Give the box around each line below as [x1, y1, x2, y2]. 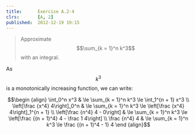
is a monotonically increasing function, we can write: [6, 85, 134, 92]
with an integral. [20, 54, 60, 61]
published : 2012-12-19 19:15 [6, 19, 80, 25]
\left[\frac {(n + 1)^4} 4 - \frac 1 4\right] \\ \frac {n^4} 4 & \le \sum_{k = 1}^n [8, 115, 189, 122]
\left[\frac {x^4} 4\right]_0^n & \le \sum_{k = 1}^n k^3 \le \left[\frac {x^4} [12, 102, 184, 109]
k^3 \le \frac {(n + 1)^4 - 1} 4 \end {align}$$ [46, 121, 150, 128]
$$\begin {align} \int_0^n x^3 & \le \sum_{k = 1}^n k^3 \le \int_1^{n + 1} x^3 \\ [7, 96, 190, 103]
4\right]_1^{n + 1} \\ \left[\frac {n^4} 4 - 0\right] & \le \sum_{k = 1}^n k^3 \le [9, 109, 188, 116]
